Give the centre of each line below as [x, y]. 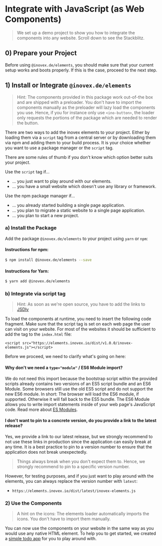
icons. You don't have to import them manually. [64, 519]
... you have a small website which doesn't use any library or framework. [84, 186]
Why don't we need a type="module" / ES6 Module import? [64, 367]
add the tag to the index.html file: [38, 334]
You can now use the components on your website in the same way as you [79, 529]
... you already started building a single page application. [68, 205]
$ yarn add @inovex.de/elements [37, 281]
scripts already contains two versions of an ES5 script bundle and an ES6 [78, 384]
